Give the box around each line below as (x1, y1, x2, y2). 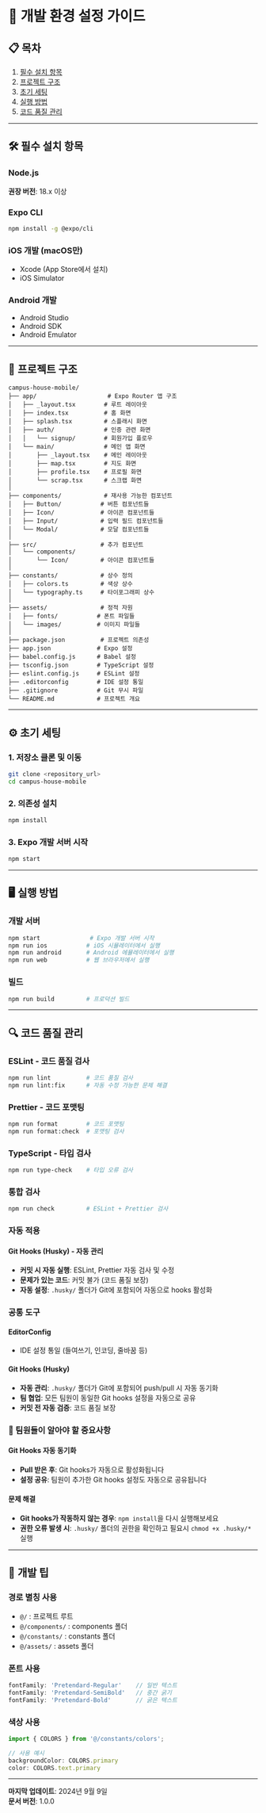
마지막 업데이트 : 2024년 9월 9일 (8, 1787, 108, 1796)
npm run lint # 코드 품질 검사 (8, 1074, 133, 1082)
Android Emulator (19, 330, 77, 339)
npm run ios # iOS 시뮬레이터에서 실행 (8, 941, 161, 950)
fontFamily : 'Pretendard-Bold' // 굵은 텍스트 (8, 1696, 178, 1704)
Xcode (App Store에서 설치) (19, 265, 108, 274)
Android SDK (19, 322, 63, 331)
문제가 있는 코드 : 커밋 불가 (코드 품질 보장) (19, 1276, 149, 1285)
